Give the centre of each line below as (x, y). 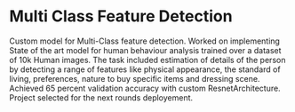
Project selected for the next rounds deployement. (101, 97)
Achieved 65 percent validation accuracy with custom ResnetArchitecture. (145, 88)
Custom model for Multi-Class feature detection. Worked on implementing (144, 41)
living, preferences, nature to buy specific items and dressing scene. (135, 78)
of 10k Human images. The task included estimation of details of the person (147, 60)
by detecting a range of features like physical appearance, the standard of (145, 69)
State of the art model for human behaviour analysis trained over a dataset (145, 50)
